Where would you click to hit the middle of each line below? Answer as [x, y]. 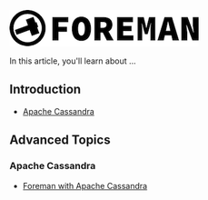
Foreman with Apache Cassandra [85, 185]
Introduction [45, 90]
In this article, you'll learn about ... [73, 61]
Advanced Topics [60, 140]
